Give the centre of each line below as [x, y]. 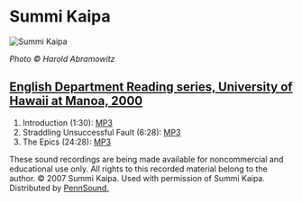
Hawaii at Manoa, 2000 [76, 101]
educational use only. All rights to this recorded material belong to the [138, 169]
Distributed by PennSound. [59, 188]
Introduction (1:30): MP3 [67, 122]
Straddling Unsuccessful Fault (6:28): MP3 [101, 132]
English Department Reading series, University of [151, 87]
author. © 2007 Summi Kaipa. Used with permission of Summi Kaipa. [137, 178]
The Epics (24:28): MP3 [66, 142]
